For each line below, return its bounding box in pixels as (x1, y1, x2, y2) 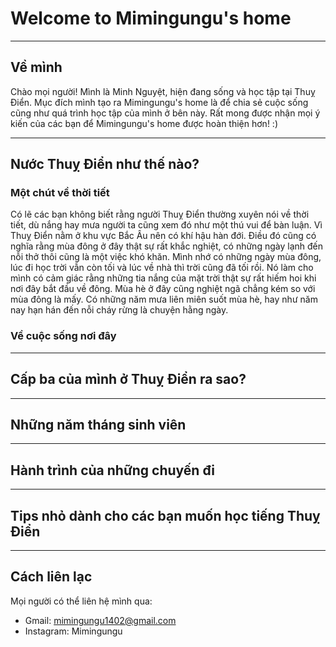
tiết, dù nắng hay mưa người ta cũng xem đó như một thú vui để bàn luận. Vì (10, 219, 323, 231)
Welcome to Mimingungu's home (10, 7, 292, 30)
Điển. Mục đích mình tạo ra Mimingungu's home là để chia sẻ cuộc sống (10, 96, 309, 108)
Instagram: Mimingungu (24, 625, 123, 637)
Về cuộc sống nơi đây (10, 329, 117, 343)
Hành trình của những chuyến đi (10, 462, 216, 479)
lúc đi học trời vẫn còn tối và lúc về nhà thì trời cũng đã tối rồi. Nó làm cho (10, 262, 314, 274)
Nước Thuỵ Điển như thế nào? (10, 156, 200, 173)
